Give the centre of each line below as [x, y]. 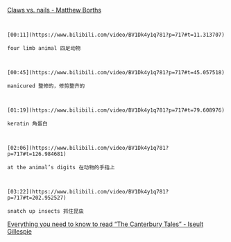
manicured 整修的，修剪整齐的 [46, 86]
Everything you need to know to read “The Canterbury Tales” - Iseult [105, 224]
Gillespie [20, 231]
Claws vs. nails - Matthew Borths [54, 10]
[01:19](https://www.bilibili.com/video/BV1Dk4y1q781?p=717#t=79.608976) [116, 110]
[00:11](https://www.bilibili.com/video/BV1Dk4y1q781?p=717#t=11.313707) [116, 35]
